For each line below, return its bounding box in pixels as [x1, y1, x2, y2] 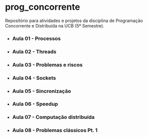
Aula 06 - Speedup [12, 101, 58, 108]
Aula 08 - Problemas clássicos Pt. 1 [12, 127, 98, 134]
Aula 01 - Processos [12, 35, 61, 42]
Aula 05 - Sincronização [12, 88, 71, 94]
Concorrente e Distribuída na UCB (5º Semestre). [5, 23, 104, 28]
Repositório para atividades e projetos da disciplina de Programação [5, 18, 143, 23]
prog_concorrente [5, 1, 80, 13]
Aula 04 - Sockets [12, 74, 56, 81]
